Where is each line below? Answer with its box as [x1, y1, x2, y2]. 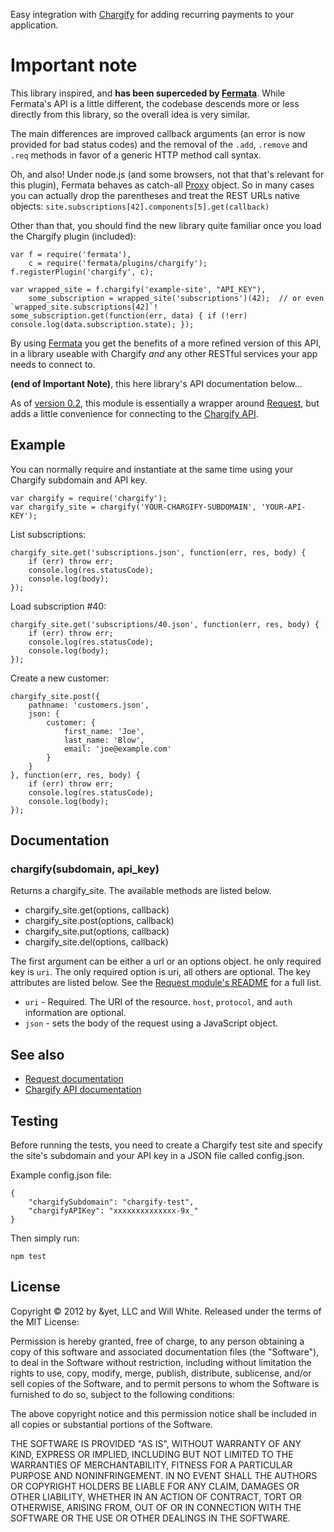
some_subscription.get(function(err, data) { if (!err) [10, 310, 248, 321]
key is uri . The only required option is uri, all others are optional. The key [10, 966, 311, 978]
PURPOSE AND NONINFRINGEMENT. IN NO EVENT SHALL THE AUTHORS [10, 1469, 318, 1481]
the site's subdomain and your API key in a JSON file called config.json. [10, 1150, 305, 1162]
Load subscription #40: [10, 600, 107, 612]
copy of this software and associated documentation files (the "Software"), [10, 1345, 320, 1358]
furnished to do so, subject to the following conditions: [10, 1388, 235, 1400]
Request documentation [24, 1073, 124, 1085]
